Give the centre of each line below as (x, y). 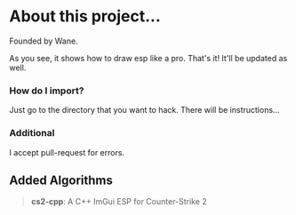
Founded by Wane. (44, 41)
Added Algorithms (61, 180)
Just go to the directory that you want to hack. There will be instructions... (144, 110)
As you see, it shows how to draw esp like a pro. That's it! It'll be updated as (148, 58)
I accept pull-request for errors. (67, 152)
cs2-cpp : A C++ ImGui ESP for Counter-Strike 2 (119, 202)
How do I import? (47, 91)
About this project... (85, 16)
